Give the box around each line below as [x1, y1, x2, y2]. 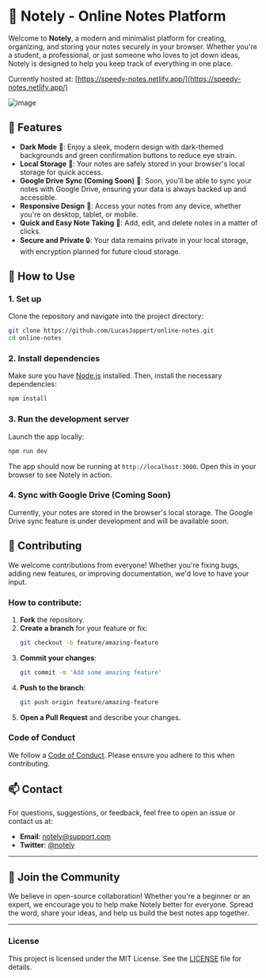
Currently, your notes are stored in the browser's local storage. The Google [8, 507, 253, 517]
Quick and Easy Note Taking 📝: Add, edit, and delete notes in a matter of [19, 218, 259, 227]
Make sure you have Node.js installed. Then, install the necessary [8, 371, 222, 380]
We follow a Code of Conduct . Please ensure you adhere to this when [8, 750, 235, 760]
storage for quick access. [19, 167, 103, 177]
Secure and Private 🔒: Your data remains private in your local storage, [19, 235, 249, 244]
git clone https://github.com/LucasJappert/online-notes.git [8, 327, 215, 335]
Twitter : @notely [19, 840, 75, 849]
